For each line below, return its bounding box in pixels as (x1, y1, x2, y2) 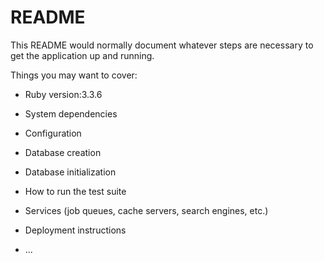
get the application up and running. (10, 49, 155, 61)
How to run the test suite (24, 185, 127, 197)
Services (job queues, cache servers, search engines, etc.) (24, 204, 269, 216)
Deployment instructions (24, 224, 127, 236)
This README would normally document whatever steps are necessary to (10, 39, 314, 51)
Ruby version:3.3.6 (24, 88, 103, 100)
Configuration (24, 127, 82, 139)
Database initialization (24, 166, 117, 178)
